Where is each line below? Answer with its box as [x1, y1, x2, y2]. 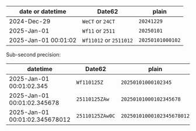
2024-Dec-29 [9, 17, 51, 25]
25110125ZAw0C [76, 113, 116, 119]
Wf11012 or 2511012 [82, 36, 133, 44]
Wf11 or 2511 [82, 27, 116, 34]
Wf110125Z [76, 79, 104, 86]
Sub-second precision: [6, 51, 61, 58]
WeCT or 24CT [82, 17, 116, 25]
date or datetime [19, 8, 66, 15]
